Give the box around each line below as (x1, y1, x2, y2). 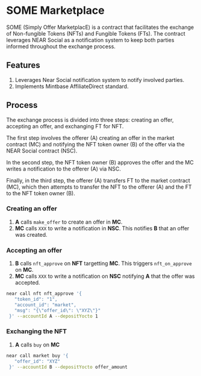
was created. (14, 231, 48, 238)
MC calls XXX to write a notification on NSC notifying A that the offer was (14, 272, 195, 280)
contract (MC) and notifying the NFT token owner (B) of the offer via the (6, 140, 185, 148)
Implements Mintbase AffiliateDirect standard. (14, 83, 129, 90)
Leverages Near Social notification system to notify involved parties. (14, 76, 185, 83)
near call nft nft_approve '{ (6, 290, 82, 297)
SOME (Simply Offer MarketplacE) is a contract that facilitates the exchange (6, 23, 194, 31)
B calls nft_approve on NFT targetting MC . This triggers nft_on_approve (14, 260, 193, 267)
